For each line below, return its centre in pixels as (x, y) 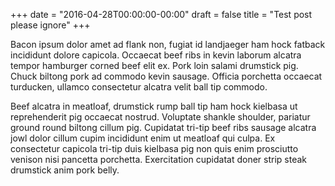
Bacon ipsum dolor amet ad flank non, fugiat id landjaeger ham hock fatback (168, 44)
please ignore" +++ (50, 25)
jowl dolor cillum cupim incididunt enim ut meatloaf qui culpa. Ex (143, 138)
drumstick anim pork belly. (65, 170)
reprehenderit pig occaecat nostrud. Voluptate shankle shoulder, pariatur (160, 117)
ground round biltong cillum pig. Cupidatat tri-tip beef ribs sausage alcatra (163, 127)
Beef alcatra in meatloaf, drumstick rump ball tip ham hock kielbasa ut (154, 106)
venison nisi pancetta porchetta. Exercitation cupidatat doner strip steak (159, 159)
